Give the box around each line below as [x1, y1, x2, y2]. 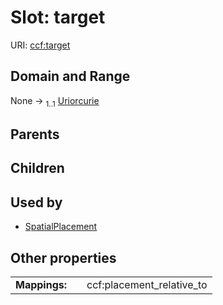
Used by [10, 194, 63, 211]
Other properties [10, 249, 117, 266]
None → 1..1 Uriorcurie [10, 94, 100, 109]
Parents [10, 126, 60, 143]
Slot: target [10, 6, 106, 29]
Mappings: [15, 277, 68, 291]
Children [10, 160, 65, 177]
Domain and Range [10, 68, 131, 85]
